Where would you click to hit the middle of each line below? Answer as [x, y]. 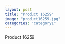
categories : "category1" [31, 23]
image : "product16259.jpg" [33, 19]
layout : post [18, 10]
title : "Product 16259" [30, 14]
